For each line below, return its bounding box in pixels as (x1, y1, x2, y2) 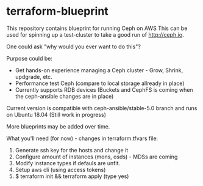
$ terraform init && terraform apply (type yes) (15, 173, 129, 180)
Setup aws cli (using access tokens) (15, 166, 106, 173)
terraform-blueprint (6, 4, 109, 18)
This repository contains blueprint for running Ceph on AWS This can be (6, 24, 188, 32)
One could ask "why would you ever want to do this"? (6, 43, 141, 50)
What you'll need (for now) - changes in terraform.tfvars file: (6, 135, 158, 142)
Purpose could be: (6, 54, 53, 62)
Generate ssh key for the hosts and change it (15, 146, 129, 154)
